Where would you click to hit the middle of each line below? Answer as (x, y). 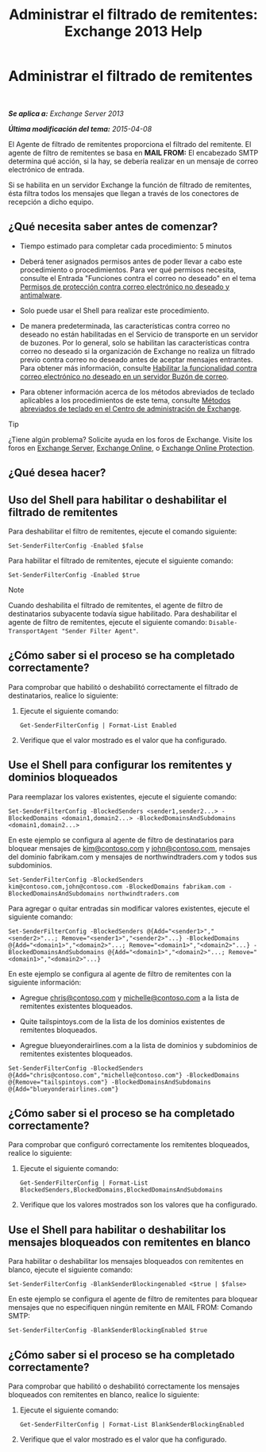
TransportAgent (33, 631)
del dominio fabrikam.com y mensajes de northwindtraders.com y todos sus (133, 857)
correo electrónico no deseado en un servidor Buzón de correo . (124, 376)
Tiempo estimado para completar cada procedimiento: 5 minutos (126, 246)
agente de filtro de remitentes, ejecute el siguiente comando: (108, 622)
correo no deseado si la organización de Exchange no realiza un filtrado (137, 351)
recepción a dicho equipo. (51, 202)
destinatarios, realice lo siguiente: (64, 695)
